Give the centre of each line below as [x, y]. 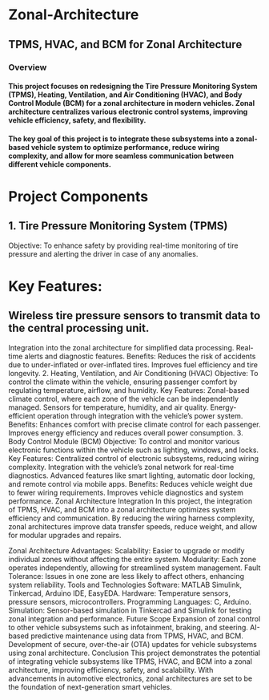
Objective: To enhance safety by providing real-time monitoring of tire [123, 245]
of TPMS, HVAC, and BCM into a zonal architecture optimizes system [122, 509]
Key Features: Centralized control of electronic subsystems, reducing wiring [133, 458]
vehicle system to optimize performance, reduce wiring [125, 147]
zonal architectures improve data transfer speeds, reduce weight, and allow [133, 526]
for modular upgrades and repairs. [65, 535]
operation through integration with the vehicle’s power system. [140, 415]
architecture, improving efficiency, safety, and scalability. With [111, 670]
